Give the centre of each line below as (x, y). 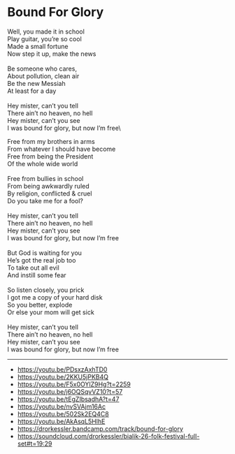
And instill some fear (37, 275)
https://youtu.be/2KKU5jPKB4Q (63, 376)
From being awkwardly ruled (48, 186)
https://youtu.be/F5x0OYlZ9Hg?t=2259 (74, 384)
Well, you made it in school (46, 31)
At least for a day (32, 91)
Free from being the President (50, 156)
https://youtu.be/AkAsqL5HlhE (61, 421)
